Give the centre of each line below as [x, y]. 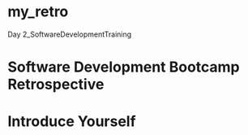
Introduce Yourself [72, 122]
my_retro [38, 12]
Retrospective [56, 85]
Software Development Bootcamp [124, 67]
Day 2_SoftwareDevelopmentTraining [70, 34]
